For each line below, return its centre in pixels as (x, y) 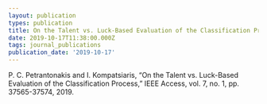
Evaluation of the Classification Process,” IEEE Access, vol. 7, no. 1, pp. (124, 83)
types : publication (41, 23)
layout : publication (43, 15)
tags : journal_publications (55, 45)
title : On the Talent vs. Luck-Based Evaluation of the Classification (129, 30)
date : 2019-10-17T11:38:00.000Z (62, 38)
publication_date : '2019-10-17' (62, 52)
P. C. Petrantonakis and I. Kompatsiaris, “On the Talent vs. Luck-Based (124, 75)
